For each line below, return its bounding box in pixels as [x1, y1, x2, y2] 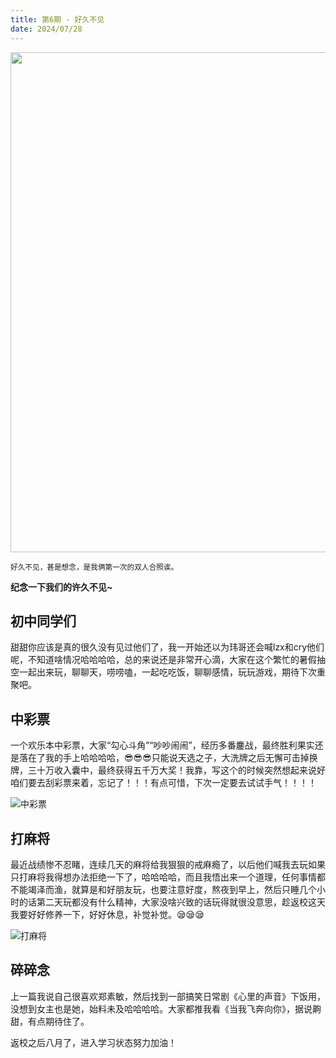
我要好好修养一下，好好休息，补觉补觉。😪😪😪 [10, 908, 205, 920]
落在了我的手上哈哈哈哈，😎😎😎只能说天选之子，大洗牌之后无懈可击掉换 [18, 752, 318, 764]
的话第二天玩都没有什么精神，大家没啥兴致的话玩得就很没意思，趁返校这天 [18, 896, 326, 908]
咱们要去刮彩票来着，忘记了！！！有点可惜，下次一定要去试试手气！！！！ [10, 777, 317, 789]
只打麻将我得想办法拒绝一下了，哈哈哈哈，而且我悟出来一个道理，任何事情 [10, 871, 317, 883]
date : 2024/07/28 [10, 24, 83, 34]
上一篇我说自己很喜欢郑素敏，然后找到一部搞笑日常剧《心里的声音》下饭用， [10, 990, 326, 1002]
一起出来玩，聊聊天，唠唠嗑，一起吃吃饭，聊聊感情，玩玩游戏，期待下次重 [18, 666, 326, 678]
